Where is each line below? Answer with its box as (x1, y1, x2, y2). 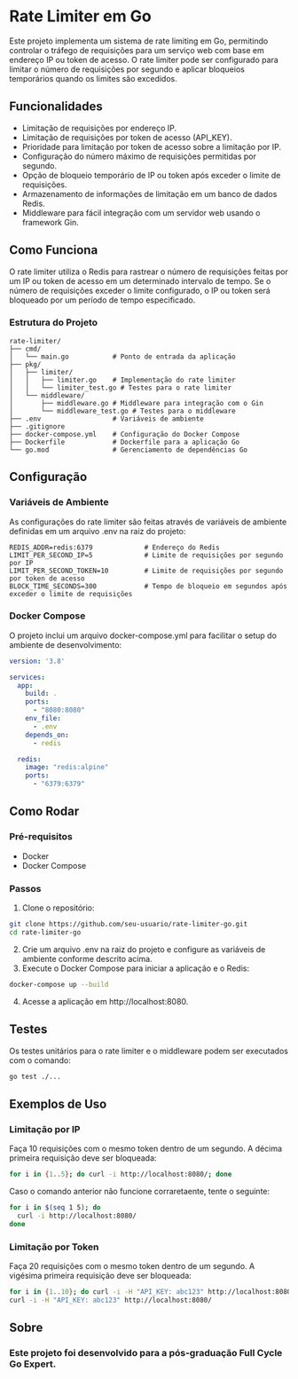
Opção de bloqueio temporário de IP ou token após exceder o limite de (21, 169, 281, 180)
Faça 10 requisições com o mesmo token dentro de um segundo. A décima (9, 1143, 282, 1154)
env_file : (25, 714, 62, 723)
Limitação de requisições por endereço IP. (21, 122, 177, 133)
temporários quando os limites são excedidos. (9, 73, 177, 83)
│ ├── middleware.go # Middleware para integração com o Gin (9, 398, 264, 407)
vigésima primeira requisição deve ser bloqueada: (9, 1270, 192, 1280)
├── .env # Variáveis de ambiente (9, 414, 204, 423)
